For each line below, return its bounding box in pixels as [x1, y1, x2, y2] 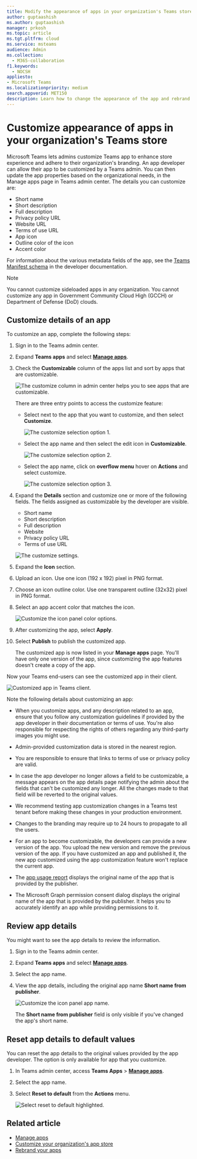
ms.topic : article [6, 30, 51, 36]
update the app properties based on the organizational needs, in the [6, 171, 171, 179]
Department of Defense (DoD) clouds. [6, 298, 98, 305]
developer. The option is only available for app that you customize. [6, 1056, 167, 1063]
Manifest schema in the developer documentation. [6, 263, 128, 270]
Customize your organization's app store [15, 1140, 113, 1147]
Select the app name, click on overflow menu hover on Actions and [23, 463, 188, 470]
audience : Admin [6, 47, 46, 53]
